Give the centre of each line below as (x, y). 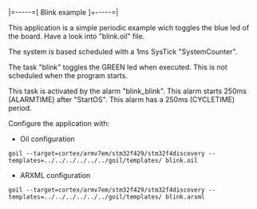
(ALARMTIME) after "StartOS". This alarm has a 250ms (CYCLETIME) (122, 99)
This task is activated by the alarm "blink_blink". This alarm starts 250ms (128, 91)
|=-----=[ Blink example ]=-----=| (63, 12)
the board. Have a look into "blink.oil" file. (77, 36)
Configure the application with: (59, 123)
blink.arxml (185, 197)
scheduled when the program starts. (68, 75)
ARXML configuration (55, 175)
